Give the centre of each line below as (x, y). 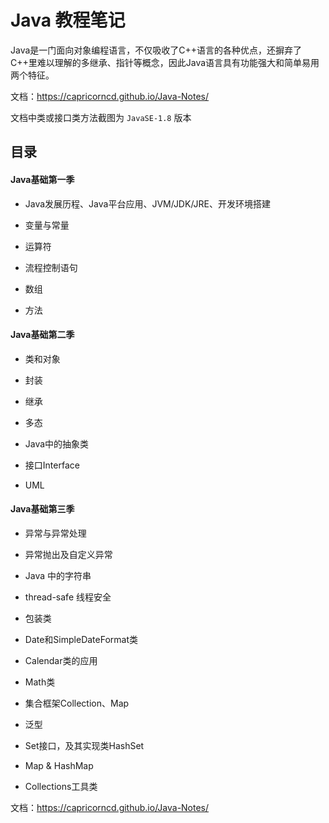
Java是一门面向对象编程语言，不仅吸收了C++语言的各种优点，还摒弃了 (156, 50)
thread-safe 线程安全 (68, 597)
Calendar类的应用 (61, 660)
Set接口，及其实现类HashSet (84, 745)
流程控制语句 (51, 267)
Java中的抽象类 (57, 443)
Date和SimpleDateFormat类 (81, 639)
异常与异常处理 (55, 533)
